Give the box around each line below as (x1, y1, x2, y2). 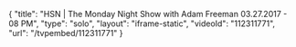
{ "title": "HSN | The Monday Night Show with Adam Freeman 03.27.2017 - (8, 9, 288, 19)
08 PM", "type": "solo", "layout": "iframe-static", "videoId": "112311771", (8, 18, 276, 29)
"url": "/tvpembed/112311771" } (8, 28, 124, 38)
